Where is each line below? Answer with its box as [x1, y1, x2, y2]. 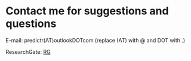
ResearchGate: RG [5, 48, 51, 55]
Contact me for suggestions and [5, 4, 169, 18]
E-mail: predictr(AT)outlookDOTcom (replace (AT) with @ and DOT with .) [5, 36, 186, 44]
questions [5, 17, 57, 30]
